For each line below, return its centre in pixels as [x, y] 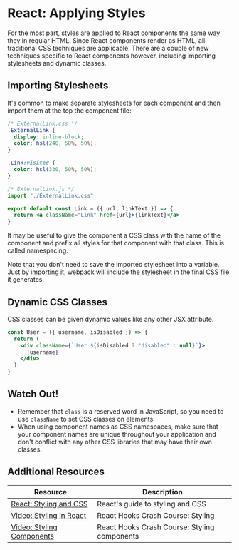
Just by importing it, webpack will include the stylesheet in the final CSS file [118, 272]
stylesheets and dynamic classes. [57, 63]
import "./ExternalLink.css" [51, 195]
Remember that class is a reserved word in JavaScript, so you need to [121, 411]
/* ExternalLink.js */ [41, 189]
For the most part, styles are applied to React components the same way [114, 33]
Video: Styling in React [49, 515]
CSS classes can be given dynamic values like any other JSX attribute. [111, 319]
